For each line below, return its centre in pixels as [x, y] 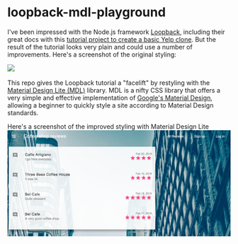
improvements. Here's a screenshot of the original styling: [92, 54]
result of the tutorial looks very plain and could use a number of [100, 47]
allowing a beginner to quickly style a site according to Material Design [110, 105]
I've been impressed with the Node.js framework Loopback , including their [116, 32]
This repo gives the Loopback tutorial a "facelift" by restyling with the [109, 83]
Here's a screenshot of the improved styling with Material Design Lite [108, 126]
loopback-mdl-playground [87, 12]
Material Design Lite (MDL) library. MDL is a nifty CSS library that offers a [114, 90]
